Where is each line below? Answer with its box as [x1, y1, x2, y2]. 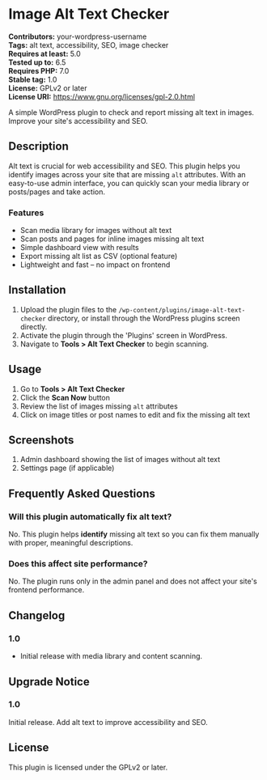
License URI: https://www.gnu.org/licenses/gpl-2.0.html [8, 91, 196, 101]
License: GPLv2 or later [8, 83, 87, 93]
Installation [8, 283, 66, 297]
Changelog [8, 608, 66, 622]
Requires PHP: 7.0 [8, 66, 70, 75]
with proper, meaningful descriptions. [8, 538, 133, 548]
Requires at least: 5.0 [8, 49, 81, 58]
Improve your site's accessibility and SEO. [8, 116, 148, 125]
